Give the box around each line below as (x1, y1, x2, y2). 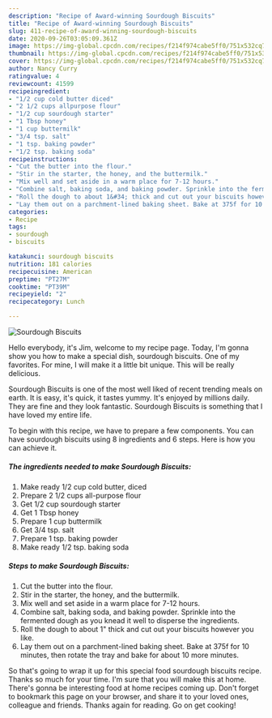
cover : (8, 58, 31, 66)
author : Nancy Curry (8, 65, 79, 73)
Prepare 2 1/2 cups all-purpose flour (19, 490, 142, 500)
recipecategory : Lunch (8, 297, 85, 306)
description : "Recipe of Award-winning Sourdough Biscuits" (8, 11, 216, 20)
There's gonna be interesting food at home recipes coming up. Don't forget (8, 682, 259, 693)
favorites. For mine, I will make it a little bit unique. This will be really (8, 360, 235, 370)
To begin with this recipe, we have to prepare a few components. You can (8, 426, 254, 435)
